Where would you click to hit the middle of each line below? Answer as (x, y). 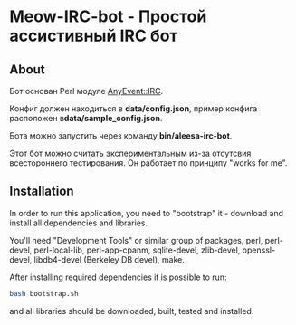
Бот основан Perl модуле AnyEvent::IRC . (86, 91)
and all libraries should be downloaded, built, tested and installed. (132, 311)
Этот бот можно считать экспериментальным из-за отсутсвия (130, 153)
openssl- (259, 250)
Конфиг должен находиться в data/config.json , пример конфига (134, 109)
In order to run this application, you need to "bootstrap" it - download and (146, 213)
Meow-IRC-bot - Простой (108, 17)
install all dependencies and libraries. (78, 223)
